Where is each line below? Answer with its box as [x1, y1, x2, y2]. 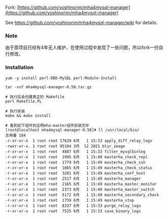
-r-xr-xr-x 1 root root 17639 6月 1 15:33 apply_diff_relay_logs [5, 138, 152, 143]
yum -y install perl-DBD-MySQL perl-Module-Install [5, 75, 117, 80]
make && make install [5, 113, 51, 118]
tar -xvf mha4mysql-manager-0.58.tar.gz [5, 84, 92, 90]
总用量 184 [5, 132, 26, 138]
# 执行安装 [5, 108, 25, 114]
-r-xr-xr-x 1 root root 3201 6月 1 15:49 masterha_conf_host [5, 171, 146, 176]
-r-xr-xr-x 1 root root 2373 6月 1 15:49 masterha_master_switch [5, 187, 155, 192]
